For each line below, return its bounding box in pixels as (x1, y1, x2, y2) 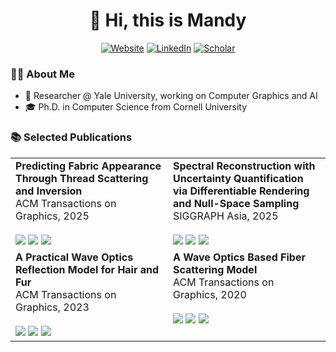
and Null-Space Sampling (173, 196, 300, 210)
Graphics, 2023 (15, 300, 90, 314)
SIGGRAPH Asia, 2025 (173, 209, 279, 223)
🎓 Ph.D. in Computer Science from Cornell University (24, 101, 248, 113)
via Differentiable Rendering (173, 184, 310, 198)
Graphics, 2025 (15, 209, 90, 223)
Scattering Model (173, 262, 258, 276)
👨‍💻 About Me (10, 67, 75, 81)
